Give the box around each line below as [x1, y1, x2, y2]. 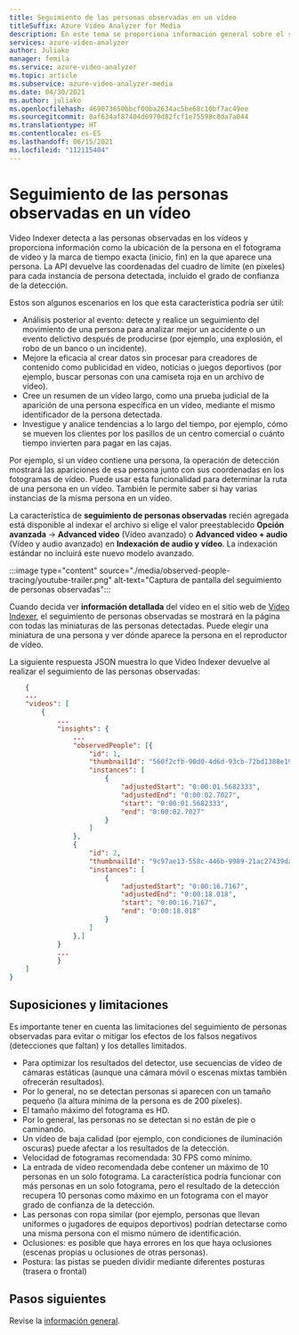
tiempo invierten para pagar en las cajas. [21, 438, 172, 448]
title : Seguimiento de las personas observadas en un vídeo [9, 12, 238, 22]
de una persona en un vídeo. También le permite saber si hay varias [9, 483, 258, 494]
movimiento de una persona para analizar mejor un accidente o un [21, 324, 265, 334]
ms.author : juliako [9, 95, 82, 105]
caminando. [21, 1124, 66, 1134]
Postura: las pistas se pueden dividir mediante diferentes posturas [21, 1256, 265, 1266]
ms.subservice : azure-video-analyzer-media [9, 79, 174, 88]
